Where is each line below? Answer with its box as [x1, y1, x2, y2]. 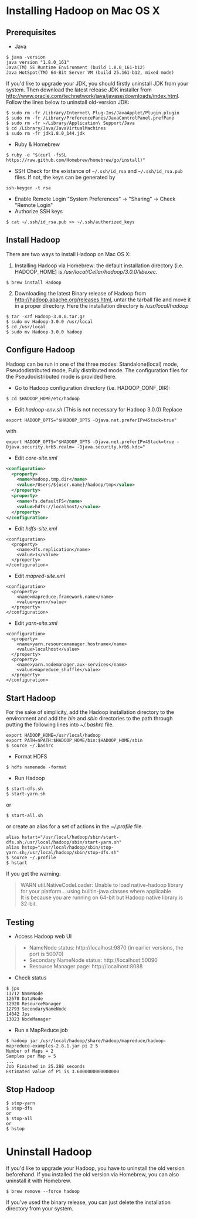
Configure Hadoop [6, 345, 75, 355]
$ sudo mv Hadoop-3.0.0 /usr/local [6, 318, 93, 325]
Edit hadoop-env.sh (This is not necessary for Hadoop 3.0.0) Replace [14, 406, 183, 413]
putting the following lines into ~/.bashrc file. [6, 721, 114, 728]
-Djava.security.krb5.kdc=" [77, 444, 145, 450]
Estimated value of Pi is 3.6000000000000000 [6, 1069, 119, 1074]
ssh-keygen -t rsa [6, 185, 51, 191]
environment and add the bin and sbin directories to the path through [6, 715, 173, 722]
